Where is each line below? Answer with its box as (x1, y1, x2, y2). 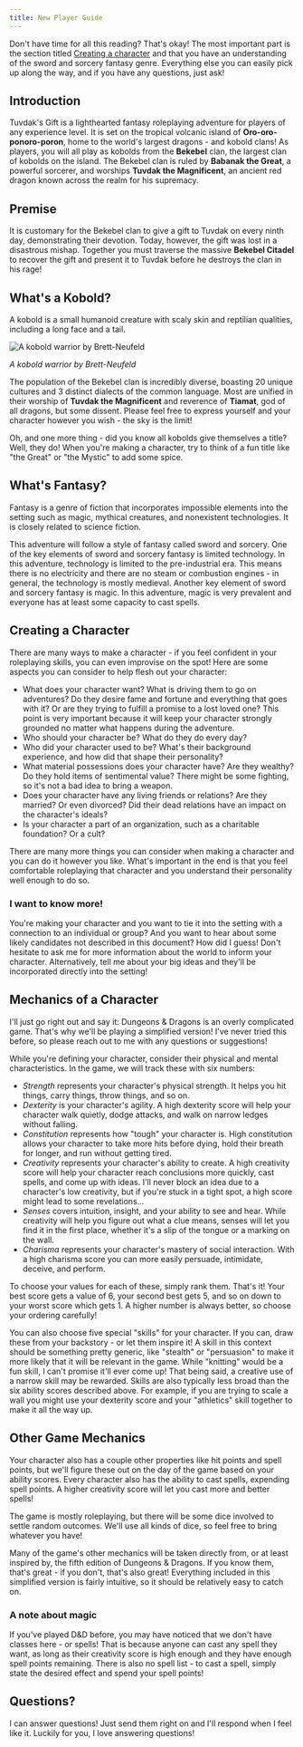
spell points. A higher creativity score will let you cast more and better (9, 1483, 270, 1494)
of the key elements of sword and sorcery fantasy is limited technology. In (9, 548, 285, 559)
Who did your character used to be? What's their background (22, 741, 251, 752)
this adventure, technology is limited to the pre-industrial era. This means (9, 558, 282, 569)
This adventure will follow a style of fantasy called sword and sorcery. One (9, 538, 288, 549)
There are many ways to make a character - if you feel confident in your (9, 647, 278, 658)
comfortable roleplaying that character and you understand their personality (9, 864, 292, 875)
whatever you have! (9, 1530, 83, 1540)
